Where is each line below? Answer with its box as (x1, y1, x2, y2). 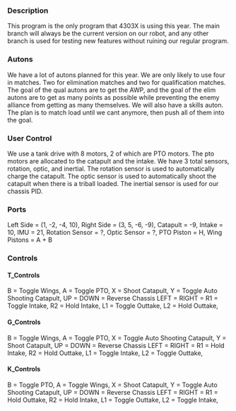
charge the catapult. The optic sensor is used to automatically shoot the (7, 172, 217, 180)
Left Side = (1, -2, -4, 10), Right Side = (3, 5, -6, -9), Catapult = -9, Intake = (7, 221, 224, 229)
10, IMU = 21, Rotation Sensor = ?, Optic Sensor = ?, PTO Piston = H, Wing (7, 228, 223, 237)
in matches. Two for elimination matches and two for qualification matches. (7, 78, 226, 86)
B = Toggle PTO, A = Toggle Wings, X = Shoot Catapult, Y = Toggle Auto (7, 381, 218, 389)
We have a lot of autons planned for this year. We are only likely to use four (7, 70, 226, 79)
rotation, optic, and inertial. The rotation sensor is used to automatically (7, 164, 215, 173)
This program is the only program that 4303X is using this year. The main (7, 22, 220, 30)
